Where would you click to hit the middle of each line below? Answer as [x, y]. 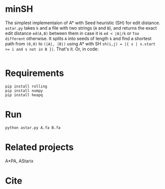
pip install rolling [26, 86]
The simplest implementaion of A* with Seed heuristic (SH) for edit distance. [83, 23]
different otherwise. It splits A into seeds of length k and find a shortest [78, 38]
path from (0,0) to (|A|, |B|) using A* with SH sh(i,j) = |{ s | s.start [80, 43]
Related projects [40, 147]
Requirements [35, 73]
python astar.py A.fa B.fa [33, 128]
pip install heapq [24, 95]
